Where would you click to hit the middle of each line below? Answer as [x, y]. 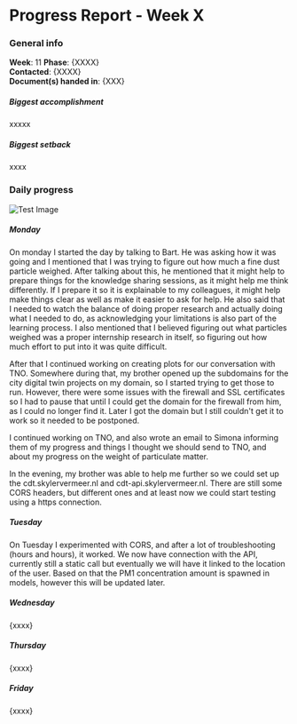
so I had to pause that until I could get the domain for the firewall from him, [145, 402]
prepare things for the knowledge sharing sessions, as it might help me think [149, 280]
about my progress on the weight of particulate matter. [109, 456]
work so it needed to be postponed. [74, 420]
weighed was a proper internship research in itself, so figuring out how [138, 337]
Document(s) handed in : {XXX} [67, 82]
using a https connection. [55, 502]
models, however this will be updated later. [87, 582]
